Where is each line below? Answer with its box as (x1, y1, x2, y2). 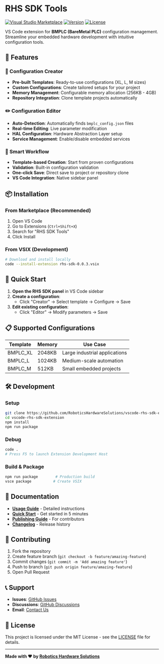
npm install (5, 420, 29, 425)
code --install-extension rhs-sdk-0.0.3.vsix (5, 262, 99, 267)
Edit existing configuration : (12, 304, 69, 309)
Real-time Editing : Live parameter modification (12, 126, 107, 131)
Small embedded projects (62, 365, 121, 372)
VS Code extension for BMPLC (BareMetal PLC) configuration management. (5, 28, 159, 34)
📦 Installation (5, 190, 49, 198)
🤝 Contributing (5, 536, 51, 544)
